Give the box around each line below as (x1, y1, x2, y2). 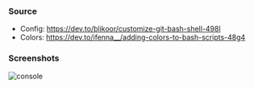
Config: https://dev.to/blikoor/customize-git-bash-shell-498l (19, 24, 221, 34)
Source (8, 6, 38, 17)
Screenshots (8, 52, 60, 64)
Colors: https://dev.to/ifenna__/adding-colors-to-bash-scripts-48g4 (19, 32, 246, 42)
